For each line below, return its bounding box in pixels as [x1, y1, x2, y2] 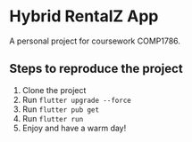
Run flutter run [21, 113, 84, 123]
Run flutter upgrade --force [21, 94, 131, 105]
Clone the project [21, 84, 87, 95]
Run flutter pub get [21, 104, 100, 114]
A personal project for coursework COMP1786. [9, 35, 181, 46]
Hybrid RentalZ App [9, 6, 159, 27]
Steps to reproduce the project [9, 61, 183, 76]
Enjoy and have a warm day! [21, 122, 127, 133]
